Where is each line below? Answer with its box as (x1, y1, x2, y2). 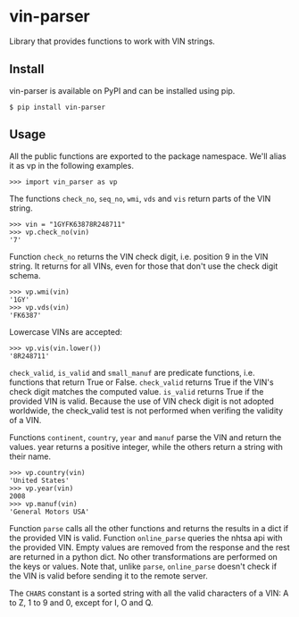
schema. (9, 270, 41, 280)
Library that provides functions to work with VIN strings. (9, 36, 216, 46)
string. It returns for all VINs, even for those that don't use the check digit (9, 261, 278, 271)
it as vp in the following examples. (9, 160, 134, 171)
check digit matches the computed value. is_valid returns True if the (9, 386, 264, 396)
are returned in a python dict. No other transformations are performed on (9, 551, 278, 562)
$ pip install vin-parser (9, 103, 105, 112)
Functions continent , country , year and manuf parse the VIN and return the (9, 431, 282, 443)
